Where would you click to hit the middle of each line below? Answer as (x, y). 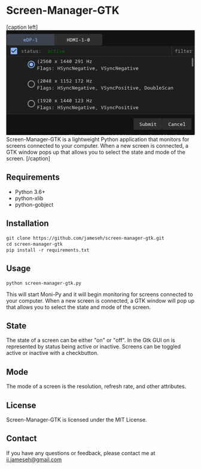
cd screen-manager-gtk (34, 244)
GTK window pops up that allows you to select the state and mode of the (96, 152)
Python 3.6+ (30, 192)
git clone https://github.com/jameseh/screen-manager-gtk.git (85, 238)
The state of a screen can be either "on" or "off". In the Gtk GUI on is (91, 340)
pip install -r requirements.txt (48, 250)
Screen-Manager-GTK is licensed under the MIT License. (77, 419)
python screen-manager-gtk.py (44, 283)
